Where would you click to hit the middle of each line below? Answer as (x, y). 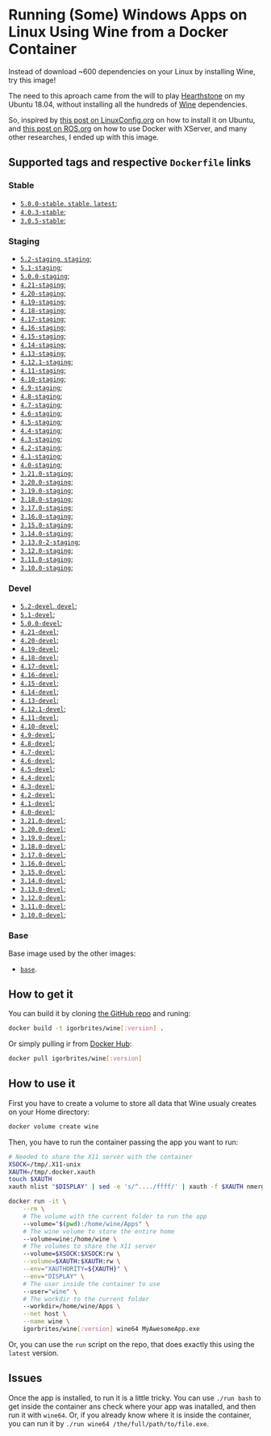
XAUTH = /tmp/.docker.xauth (52, 1172)
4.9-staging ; (41, 387)
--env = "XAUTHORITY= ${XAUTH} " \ (75, 1269)
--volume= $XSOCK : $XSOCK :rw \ (72, 1254)
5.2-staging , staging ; (56, 258)
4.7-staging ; (41, 404)
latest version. (33, 1353)
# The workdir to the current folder (86, 1299)
